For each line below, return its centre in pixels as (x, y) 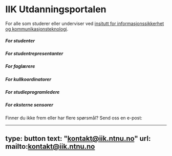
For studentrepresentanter (34, 53)
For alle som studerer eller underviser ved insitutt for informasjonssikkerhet (85, 23)
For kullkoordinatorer (28, 79)
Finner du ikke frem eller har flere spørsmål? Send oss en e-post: (74, 118)
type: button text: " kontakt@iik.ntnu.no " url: (78, 139)
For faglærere (20, 66)
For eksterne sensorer (29, 105)
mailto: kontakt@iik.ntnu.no (50, 147)
